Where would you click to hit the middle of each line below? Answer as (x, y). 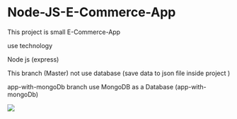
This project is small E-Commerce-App (64, 32)
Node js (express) (33, 59)
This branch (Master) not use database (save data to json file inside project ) (119, 73)
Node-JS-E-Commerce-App (92, 12)
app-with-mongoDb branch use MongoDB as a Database (91, 86)
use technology (30, 45)
